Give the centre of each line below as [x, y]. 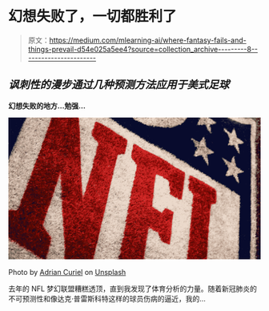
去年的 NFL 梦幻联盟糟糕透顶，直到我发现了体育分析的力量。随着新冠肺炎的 [133, 289]
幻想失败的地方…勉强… [47, 106]
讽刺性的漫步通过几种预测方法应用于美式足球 [119, 85]
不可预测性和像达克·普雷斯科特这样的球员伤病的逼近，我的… [107, 299]
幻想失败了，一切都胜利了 [93, 16]
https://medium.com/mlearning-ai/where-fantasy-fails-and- [148, 40]
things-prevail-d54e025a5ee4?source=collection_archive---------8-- [143, 49]
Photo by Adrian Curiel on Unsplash [67, 273]
